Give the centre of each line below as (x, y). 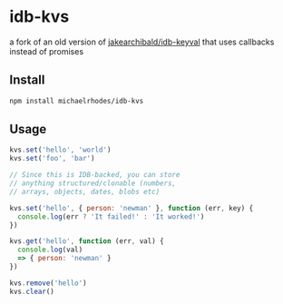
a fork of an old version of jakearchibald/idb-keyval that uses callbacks (142, 42)
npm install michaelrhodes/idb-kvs (77, 101)
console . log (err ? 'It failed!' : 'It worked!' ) (111, 216)
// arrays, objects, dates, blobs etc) (85, 191)
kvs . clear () (32, 291)
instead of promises (47, 51)
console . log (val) (50, 250)
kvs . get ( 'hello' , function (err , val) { (87, 241)
